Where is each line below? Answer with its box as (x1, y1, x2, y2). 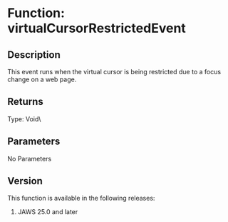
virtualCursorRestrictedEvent (7, 20, 187, 36)
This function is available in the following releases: (7, 194, 155, 203)
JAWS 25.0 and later (17, 208, 78, 216)
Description (7, 49, 61, 61)
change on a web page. (7, 75, 77, 84)
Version (7, 175, 43, 187)
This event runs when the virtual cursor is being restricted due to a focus (7, 68, 222, 76)
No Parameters (7, 154, 52, 163)
